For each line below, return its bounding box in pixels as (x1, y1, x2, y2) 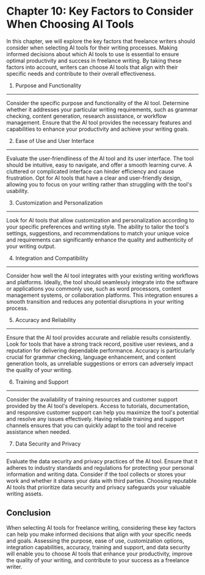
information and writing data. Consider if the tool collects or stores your (6, 471, 186, 478)
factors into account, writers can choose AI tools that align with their (6, 63, 178, 71)
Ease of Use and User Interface (15, 137, 95, 144)
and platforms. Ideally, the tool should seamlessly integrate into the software (6, 278, 198, 285)
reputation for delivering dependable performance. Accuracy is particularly (6, 346, 195, 354)
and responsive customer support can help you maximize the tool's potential (6, 408, 199, 416)
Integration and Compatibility (15, 254, 88, 262)
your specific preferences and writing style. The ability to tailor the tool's (6, 223, 189, 230)
